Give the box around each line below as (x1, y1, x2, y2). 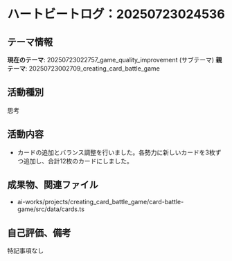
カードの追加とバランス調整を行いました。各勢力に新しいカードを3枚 (17, 148, 216, 156)
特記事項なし (7, 246, 44, 255)
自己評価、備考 (7, 226, 71, 239)
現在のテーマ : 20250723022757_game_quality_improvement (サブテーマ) (7, 56, 215, 64)
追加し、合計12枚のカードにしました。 (23, 156, 134, 165)
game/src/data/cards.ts (17, 205, 85, 213)
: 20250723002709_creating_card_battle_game (25, 64, 161, 73)
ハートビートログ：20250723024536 (7, 6, 225, 22)
